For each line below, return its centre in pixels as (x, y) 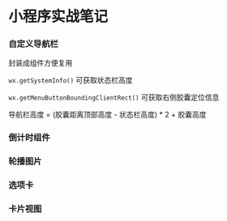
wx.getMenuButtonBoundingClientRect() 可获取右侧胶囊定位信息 (114, 97)
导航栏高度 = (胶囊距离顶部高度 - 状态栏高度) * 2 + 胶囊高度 (107, 115)
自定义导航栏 (34, 44)
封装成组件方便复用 (41, 63)
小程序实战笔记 (58, 17)
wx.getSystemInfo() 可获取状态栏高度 (71, 80)
